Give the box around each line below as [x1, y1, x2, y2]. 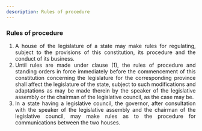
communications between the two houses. [14, 118, 121, 126]
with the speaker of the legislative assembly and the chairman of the [14, 106, 196, 113]
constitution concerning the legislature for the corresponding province [14, 74, 196, 81]
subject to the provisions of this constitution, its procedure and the [14, 49, 196, 56]
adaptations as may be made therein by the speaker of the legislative [14, 87, 196, 94]
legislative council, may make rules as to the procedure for [14, 112, 196, 120]
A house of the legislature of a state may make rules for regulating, [14, 42, 196, 49]
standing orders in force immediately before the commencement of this [14, 67, 196, 75]
